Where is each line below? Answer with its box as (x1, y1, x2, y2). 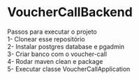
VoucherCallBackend (7, 4, 133, 20)
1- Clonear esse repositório (7, 34, 85, 43)
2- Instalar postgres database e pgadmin (7, 42, 124, 51)
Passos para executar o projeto (7, 27, 98, 36)
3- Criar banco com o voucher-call (7, 50, 107, 58)
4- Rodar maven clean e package (7, 57, 103, 65)
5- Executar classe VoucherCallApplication (7, 65, 131, 73)
